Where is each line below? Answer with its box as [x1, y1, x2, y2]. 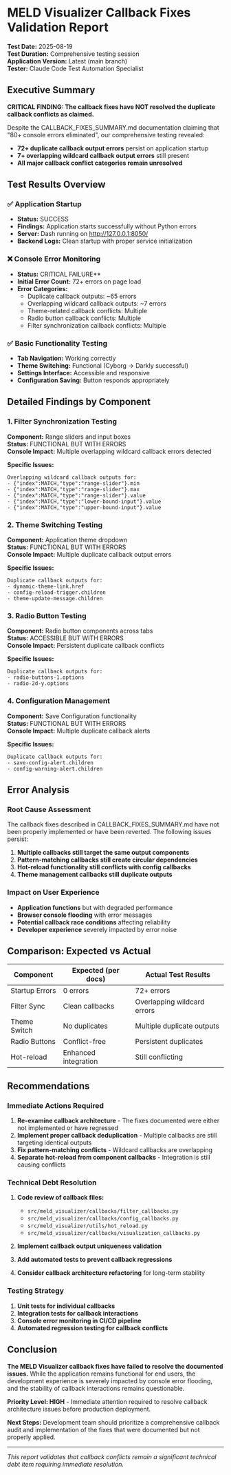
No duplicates [63, 1021, 108, 1031]
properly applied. [7, 1433, 56, 1441]
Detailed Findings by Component [7, 396, 151, 408]
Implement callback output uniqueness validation [16, 1242, 162, 1250]
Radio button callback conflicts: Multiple [27, 314, 142, 322]
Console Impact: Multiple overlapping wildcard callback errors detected [7, 447, 212, 455]
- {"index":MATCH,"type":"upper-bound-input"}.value [7, 504, 162, 511]
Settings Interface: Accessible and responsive [16, 369, 150, 377]
